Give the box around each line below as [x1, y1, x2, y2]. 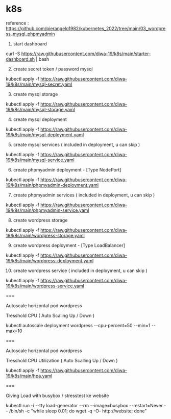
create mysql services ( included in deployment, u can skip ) [13, 141, 140, 147]
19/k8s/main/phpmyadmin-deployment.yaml [6, 182, 99, 188]
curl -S [6, 51, 20, 57]
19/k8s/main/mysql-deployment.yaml [6, 131, 84, 138]
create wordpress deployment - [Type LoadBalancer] [13, 242, 126, 248]
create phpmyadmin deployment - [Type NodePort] [13, 166, 121, 172]
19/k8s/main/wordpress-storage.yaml [6, 232, 85, 238]
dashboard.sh [6, 56, 35, 62]
